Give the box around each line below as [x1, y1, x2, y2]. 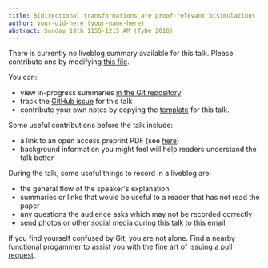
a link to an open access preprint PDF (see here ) [19, 136, 180, 146]
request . [8, 250, 36, 260]
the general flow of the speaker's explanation [19, 184, 170, 194]
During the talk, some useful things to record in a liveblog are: [8, 169, 212, 178]
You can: [8, 73, 38, 82]
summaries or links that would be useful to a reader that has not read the [19, 193, 260, 202]
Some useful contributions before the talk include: [8, 121, 174, 130]
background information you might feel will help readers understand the [19, 145, 258, 154]
